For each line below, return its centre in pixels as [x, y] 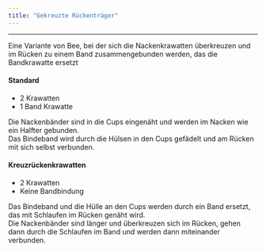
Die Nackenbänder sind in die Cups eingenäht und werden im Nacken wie [128, 122]
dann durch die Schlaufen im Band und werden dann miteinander [114, 232]
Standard [24, 81]
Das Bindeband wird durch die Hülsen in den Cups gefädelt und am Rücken [131, 139]
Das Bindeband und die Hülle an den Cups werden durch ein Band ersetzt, [129, 207]
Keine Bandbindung [52, 192]
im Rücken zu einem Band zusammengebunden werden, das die [113, 54]
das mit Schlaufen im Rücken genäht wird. [77, 215]
